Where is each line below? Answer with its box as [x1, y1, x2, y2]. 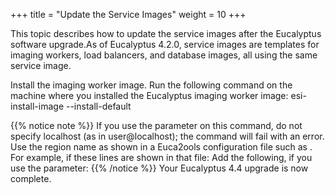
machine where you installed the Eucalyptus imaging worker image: [10, 90, 289, 101]
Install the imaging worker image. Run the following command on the [10, 79, 293, 91]
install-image [10, 100, 65, 112]
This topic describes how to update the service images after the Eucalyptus [10, 28, 322, 39]
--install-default [65, 100, 132, 112]
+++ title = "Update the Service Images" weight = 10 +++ [10, 9, 247, 20]
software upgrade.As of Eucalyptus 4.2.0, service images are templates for [10, 39, 320, 50]
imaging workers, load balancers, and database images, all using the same [10, 49, 318, 61]
